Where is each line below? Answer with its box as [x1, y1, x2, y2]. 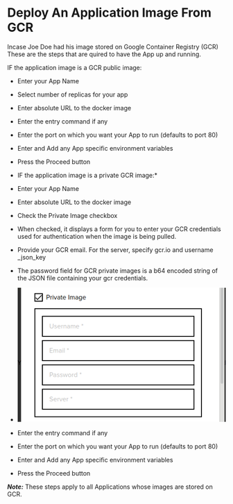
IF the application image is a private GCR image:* [17, 171, 158, 179]
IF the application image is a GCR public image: [7, 63, 142, 72]
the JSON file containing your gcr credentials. [17, 274, 148, 282]
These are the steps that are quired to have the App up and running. [7, 50, 201, 58]
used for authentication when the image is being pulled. [17, 232, 177, 240]
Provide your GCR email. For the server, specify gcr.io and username [17, 245, 214, 254]
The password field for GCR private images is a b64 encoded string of [17, 266, 218, 275]
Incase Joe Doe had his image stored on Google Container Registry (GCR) [7, 42, 218, 51]
